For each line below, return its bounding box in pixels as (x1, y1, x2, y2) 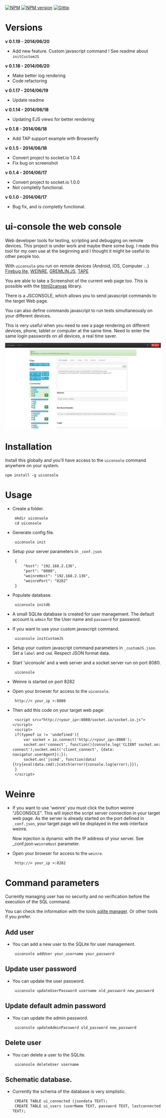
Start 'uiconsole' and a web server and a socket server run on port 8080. (12, 660, 161, 666)
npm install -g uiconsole (5, 473, 58, 478)
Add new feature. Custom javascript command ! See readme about (12, 48, 148, 54)
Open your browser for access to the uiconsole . (12, 688, 110, 694)
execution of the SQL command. (5, 899, 71, 905)
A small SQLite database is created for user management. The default (12, 611, 155, 617)
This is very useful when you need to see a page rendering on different (5, 322, 150, 328)
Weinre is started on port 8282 (12, 679, 75, 684)
